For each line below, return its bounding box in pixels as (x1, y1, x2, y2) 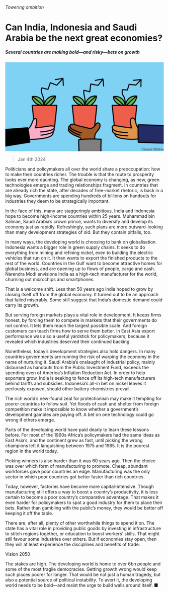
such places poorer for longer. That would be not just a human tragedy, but (5, 571, 161, 578)
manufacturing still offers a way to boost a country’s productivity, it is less (5, 489, 158, 495)
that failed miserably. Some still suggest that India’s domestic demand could (5, 297, 162, 303)
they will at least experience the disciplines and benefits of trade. (5, 541, 140, 548)
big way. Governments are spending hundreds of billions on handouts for (5, 193, 157, 199)
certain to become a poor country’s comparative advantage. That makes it (5, 494, 159, 500)
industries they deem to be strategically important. (5, 198, 110, 204)
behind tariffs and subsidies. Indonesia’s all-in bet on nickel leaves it (5, 380, 146, 387)
